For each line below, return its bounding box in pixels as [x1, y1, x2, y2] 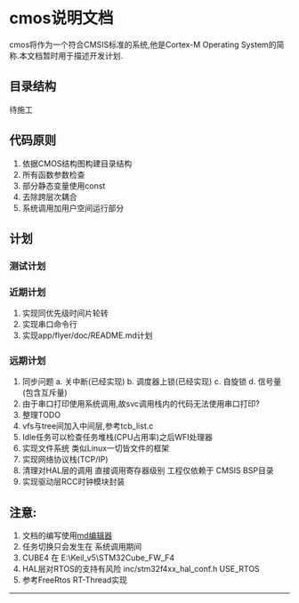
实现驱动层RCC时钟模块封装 [21, 477, 125, 487]
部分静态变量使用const [21, 180, 106, 191]
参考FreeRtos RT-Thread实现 [21, 575, 127, 585]
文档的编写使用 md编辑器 [21, 530, 113, 541]
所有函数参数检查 [21, 169, 85, 180]
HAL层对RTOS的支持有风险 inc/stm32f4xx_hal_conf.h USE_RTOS [21, 564, 260, 575]
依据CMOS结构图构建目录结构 [21, 157, 133, 169]
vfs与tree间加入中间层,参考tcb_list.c [21, 421, 154, 431]
